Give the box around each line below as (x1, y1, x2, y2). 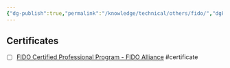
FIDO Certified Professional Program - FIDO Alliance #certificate (16, 53, 198, 61)
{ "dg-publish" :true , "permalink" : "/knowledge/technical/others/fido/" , (6, 10, 213, 17)
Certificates (6, 35, 59, 47)
